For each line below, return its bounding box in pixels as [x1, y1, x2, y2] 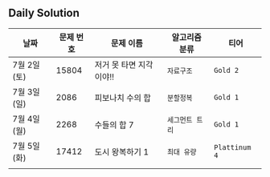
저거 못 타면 [94, 59, 137, 70]
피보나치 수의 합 [94, 92, 151, 103]
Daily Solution [8, 6, 80, 20]
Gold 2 [214, 66, 239, 74]
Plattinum [214, 143, 252, 151]
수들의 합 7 [94, 119, 134, 131]
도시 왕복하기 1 [94, 146, 149, 157]
